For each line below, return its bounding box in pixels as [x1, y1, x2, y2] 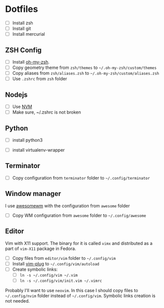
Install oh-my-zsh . [12, 59, 50, 65]
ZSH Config [5, 46, 42, 54]
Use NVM [12, 104, 32, 110]
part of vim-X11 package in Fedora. [5, 246, 76, 251]
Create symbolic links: [12, 266, 58, 272]
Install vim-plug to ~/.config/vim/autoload [12, 260, 100, 266]
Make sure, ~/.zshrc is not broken [12, 109, 81, 115]
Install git [12, 26, 31, 31]
